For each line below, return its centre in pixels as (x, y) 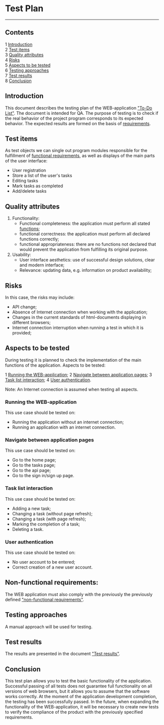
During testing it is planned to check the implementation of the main (73, 360)
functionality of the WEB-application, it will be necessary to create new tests (82, 707)
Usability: (21, 255)
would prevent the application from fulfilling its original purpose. (84, 249)
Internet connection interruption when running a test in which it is (78, 328)
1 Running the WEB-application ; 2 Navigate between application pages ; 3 (79, 374)
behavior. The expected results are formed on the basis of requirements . (78, 123)
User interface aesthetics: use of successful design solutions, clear (87, 260)
